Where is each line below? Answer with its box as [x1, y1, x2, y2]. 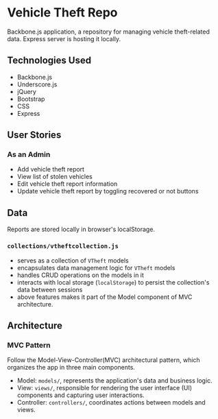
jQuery [16, 87, 36, 95]
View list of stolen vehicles [16, 173, 93, 181]
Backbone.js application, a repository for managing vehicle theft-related [7, 27, 210, 36]
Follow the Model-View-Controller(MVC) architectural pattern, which [7, 356, 200, 364]
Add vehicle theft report [16, 165, 84, 173]
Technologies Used [7, 55, 91, 67]
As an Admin [7, 149, 51, 159]
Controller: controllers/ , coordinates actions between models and [16, 398, 206, 407]
